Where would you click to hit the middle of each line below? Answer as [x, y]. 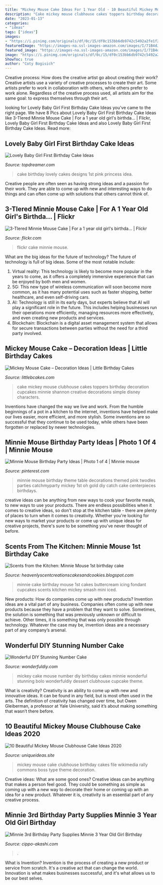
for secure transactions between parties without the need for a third [80, 328]
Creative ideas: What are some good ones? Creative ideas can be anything [80, 779]
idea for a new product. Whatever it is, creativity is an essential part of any [79, 795]
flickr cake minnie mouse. [43, 247]
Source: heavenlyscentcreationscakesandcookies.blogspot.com [69, 575]
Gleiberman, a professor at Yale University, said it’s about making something [81, 706]
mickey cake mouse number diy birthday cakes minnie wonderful [82, 676]
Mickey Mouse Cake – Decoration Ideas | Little [76, 349]
